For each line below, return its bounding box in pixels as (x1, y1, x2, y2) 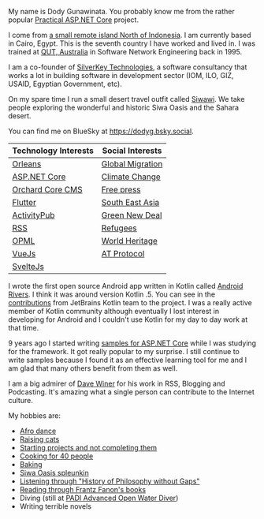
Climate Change (101, 171, 162, 182)
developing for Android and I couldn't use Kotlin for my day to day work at (8, 315, 248, 324)
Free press (101, 185, 141, 195)
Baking (19, 460, 43, 469)
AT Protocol (101, 248, 145, 259)
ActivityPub (12, 210, 55, 220)
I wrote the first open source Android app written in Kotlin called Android (8, 282, 244, 290)
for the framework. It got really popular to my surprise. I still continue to (8, 347, 240, 356)
